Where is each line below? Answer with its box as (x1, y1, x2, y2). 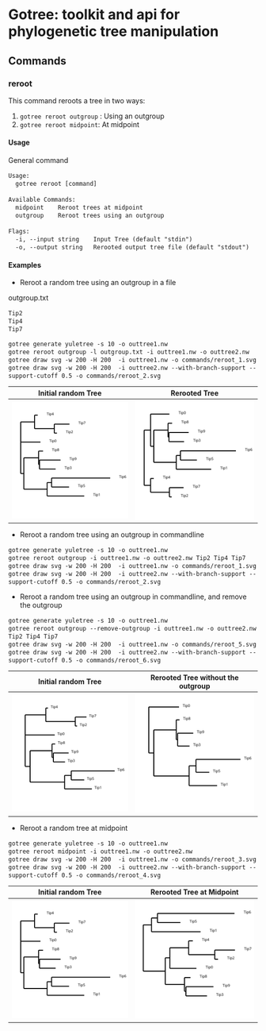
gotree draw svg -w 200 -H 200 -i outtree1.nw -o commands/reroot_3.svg (8, 855, 257, 863)
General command (8, 156, 69, 165)
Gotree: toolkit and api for (8, 6, 180, 24)
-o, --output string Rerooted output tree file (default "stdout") (15, 244, 249, 252)
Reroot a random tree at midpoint (19, 823, 128, 832)
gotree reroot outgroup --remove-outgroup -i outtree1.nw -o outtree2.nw (8, 625, 257, 633)
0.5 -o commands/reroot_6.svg (61, 657, 161, 665)
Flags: (8, 228, 30, 236)
